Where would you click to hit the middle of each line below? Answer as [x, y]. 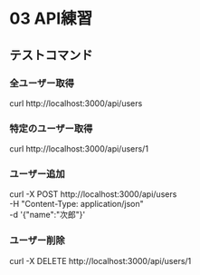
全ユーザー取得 [42, 83]
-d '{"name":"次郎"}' [48, 215]
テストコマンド [51, 55]
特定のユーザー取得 [51, 128]
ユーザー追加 [37, 174]
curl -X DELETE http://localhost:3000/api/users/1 [100, 260]
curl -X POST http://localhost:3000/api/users [93, 194]
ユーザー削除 [37, 241]
